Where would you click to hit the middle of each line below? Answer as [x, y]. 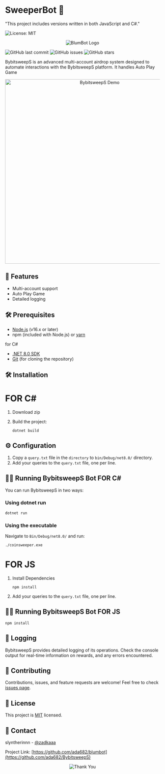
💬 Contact [21, 730]
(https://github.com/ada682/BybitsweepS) [48, 757]
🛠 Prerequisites [30, 315]
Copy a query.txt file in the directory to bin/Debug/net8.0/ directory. [82, 458]
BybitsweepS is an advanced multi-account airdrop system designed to [77, 62]
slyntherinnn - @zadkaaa [30, 743]
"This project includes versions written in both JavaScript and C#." [72, 24]
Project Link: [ [19, 752]
